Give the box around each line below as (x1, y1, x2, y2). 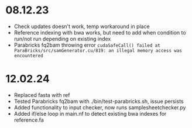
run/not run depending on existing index (13, 35, 111, 42)
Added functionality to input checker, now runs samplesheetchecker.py (13, 103, 186, 111)
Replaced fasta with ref (13, 91, 70, 98)
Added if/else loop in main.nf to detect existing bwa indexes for (13, 110, 167, 117)
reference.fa (13, 116, 44, 123)
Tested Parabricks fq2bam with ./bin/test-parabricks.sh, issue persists (13, 98, 184, 105)
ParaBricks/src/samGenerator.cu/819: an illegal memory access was (13, 47, 182, 53)
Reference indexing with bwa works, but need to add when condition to (13, 29, 186, 36)
